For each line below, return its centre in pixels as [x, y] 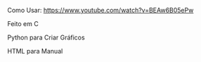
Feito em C [23, 24]
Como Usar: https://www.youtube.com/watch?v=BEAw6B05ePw [100, 10]
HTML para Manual [35, 51]
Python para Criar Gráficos [46, 37]
